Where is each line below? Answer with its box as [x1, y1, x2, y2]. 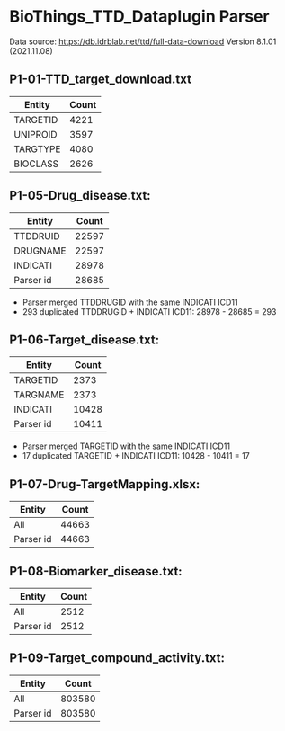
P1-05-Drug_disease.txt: [9, 188, 151, 203]
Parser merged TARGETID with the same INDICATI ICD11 [22, 441, 231, 451]
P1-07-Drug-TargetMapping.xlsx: [9, 477, 200, 492]
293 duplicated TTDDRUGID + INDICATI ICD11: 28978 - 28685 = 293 [22, 306, 277, 316]
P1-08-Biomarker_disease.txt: [9, 564, 183, 579]
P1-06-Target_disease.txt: [9, 332, 160, 347]
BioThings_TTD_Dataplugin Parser [9, 6, 270, 27]
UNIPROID [13, 128, 58, 140]
